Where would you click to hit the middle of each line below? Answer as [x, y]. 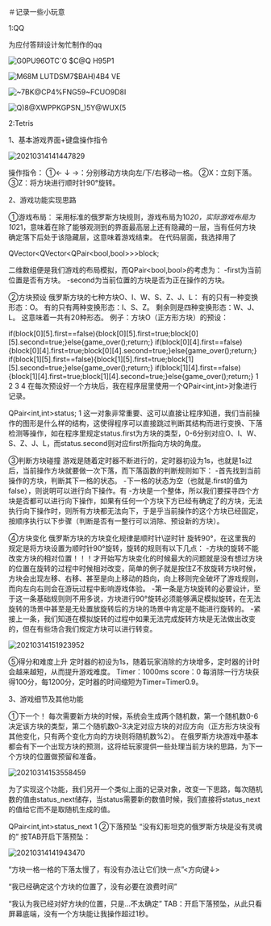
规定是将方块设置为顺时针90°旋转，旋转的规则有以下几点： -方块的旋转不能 [134, 548]
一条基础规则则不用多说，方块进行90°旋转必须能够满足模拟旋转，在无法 [141, 599]
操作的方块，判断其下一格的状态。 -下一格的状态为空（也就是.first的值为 [128, 481]
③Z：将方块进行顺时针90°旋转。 [64, 183]
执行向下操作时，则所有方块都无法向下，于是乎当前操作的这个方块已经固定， [135, 511]
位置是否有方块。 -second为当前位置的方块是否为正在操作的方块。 [119, 280]
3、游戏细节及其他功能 [46, 699]
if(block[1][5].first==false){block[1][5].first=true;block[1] [101, 359]
